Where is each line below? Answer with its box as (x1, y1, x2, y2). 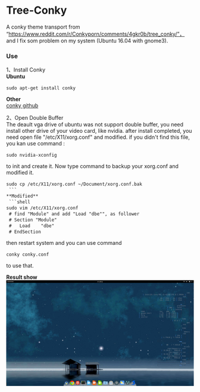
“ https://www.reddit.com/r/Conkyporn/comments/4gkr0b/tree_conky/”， (6, 30, 185, 38)
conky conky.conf (6, 251, 49, 258)
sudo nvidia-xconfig (6, 153, 58, 158)
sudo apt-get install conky (6, 85, 76, 91)
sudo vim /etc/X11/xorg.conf (6, 205, 79, 211)
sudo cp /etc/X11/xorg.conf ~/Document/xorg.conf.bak (6, 181, 143, 188)
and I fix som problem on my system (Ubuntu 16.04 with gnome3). (6, 37, 168, 44)
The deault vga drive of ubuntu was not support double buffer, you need (6, 121, 183, 128)
